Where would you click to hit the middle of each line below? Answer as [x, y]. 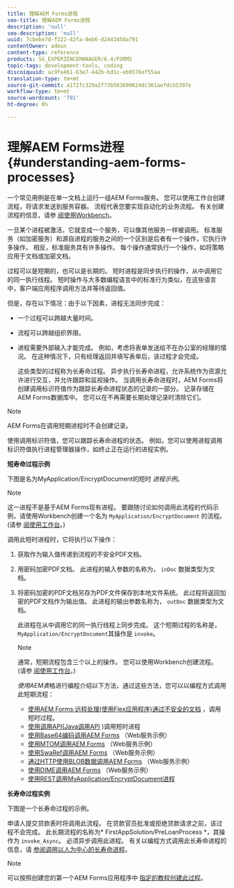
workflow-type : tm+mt [39, 91]
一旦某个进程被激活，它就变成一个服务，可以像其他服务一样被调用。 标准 [112, 229]
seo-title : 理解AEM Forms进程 [49, 20]
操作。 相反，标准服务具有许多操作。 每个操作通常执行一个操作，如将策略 [118, 247]
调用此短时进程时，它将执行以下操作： [62, 539]
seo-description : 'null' [43, 33]
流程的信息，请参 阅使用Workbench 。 [61, 215]
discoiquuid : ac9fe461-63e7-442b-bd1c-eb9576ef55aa [84, 72]
